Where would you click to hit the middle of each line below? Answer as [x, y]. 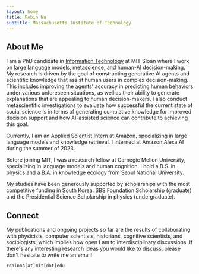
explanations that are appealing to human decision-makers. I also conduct [97, 99]
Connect [23, 215]
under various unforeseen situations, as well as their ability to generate [93, 93]
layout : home [22, 12]
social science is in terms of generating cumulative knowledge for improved [99, 112]
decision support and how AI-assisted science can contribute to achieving [97, 118]
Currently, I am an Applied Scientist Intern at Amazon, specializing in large [97, 136]
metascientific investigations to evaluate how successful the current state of [99, 105]
